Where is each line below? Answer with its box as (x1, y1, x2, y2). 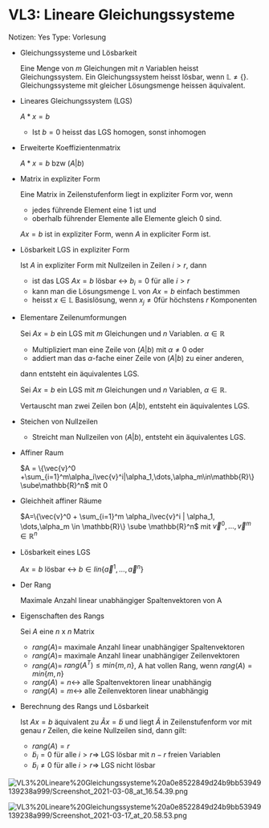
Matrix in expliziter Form (19, 174, 100, 183)
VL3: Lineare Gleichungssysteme (8, 6, 235, 24)
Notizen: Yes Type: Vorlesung (8, 32, 107, 42)
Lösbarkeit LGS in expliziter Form (19, 244, 130, 254)
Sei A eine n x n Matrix (19, 626, 95, 636)
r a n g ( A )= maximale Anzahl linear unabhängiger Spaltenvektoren (31, 641, 245, 652)
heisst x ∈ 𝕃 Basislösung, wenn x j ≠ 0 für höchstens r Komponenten (31, 295, 257, 306)
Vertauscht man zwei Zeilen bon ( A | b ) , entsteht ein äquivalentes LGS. (19, 400, 251, 411)
